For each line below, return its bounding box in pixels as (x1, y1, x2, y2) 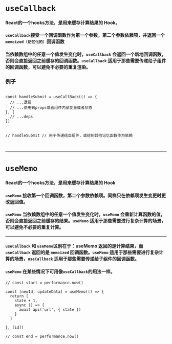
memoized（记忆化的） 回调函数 (5, 38, 65, 44)
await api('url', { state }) (18, 307, 81, 312)
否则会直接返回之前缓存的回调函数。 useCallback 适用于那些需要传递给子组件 (5, 57, 166, 63)
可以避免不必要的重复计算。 (5, 224, 64, 231)
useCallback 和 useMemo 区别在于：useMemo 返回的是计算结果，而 (5, 243, 143, 249)
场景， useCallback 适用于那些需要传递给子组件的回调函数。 (14, 256, 140, 262)
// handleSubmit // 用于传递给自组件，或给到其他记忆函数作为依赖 (5, 133, 133, 139)
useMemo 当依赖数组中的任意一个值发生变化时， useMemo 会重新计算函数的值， (5, 211, 165, 218)
